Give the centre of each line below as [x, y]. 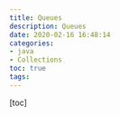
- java [22, 52]
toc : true [28, 69]
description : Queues [48, 26]
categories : [32, 43]
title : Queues [36, 18]
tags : [19, 77]
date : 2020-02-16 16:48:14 [60, 34]
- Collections [36, 60]
